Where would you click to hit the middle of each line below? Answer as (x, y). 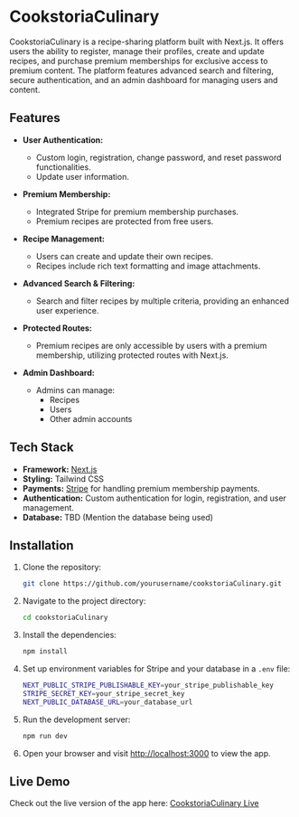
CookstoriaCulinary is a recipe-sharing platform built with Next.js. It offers (147, 42)
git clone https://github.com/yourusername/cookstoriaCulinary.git (152, 584)
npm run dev (45, 736)
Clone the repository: (62, 568)
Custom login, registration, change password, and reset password (159, 157)
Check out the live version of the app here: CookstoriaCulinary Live (134, 803)
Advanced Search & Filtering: (79, 283)
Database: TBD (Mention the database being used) (118, 517)
